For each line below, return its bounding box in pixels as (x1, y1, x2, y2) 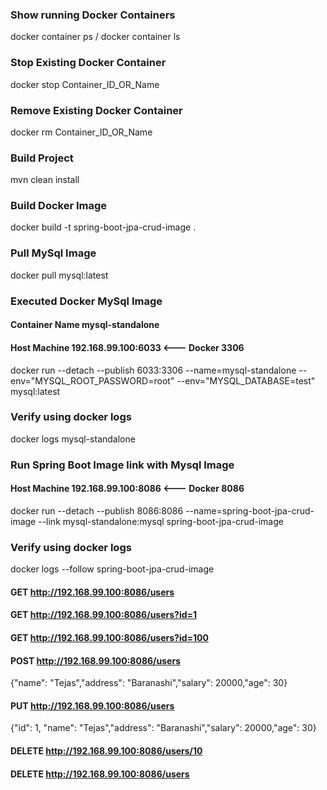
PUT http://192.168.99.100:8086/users (10, 699, 175, 712)
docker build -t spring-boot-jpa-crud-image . (10, 221, 197, 233)
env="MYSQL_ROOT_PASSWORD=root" (10, 374, 175, 387)
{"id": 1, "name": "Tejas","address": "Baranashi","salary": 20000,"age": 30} (10, 722, 317, 734)
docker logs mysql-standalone (10, 433, 136, 445)
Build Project (10, 151, 74, 165)
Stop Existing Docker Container (10, 56, 167, 70)
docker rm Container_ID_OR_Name (10, 126, 153, 138)
